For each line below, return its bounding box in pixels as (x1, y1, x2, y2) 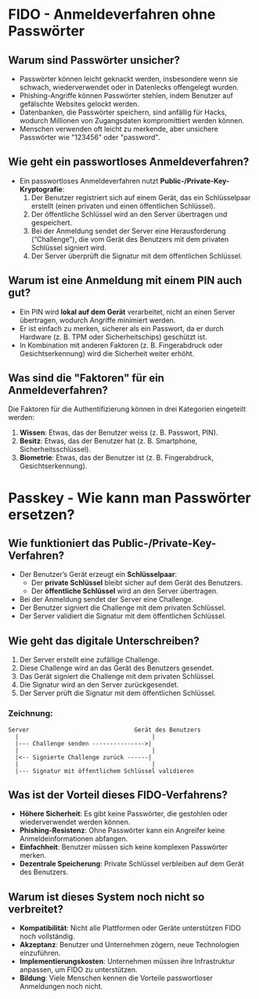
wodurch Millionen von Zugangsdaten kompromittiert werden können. (19, 116, 245, 125)
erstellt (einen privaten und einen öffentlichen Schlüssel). (31, 201, 216, 210)
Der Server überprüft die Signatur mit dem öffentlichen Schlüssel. (31, 251, 243, 261)
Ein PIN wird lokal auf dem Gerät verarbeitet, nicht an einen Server (19, 307, 236, 316)
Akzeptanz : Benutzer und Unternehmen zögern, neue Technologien (19, 940, 240, 950)
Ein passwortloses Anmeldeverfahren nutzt (19, 176, 159, 185)
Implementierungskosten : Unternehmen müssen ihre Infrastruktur (19, 957, 235, 966)
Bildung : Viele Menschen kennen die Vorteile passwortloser (19, 973, 213, 983)
